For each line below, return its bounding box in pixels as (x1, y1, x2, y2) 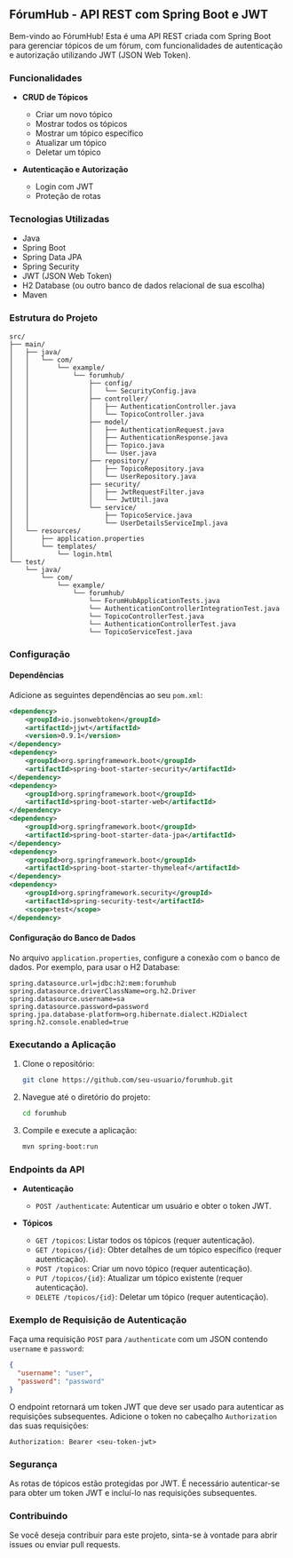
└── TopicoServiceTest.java (88, 627, 193, 636)
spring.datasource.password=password (9, 1002, 149, 1011)
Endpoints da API (9, 1163, 85, 1175)
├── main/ (9, 339, 46, 349)
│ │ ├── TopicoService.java (9, 511, 193, 520)
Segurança (9, 1458, 58, 1470)
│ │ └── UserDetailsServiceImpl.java (9, 519, 228, 528)
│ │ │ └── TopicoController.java (9, 409, 204, 418)
